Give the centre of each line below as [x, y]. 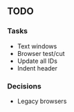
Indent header [37, 68]
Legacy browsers [42, 101]
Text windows [37, 46]
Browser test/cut [41, 53]
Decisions [24, 86]
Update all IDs [37, 61]
